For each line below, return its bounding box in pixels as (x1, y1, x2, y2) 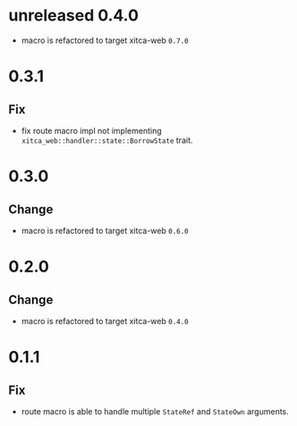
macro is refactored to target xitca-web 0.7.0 (21, 35, 189, 46)
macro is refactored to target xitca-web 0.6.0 (21, 225, 189, 236)
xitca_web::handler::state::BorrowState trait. (21, 135, 193, 146)
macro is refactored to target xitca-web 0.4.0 (21, 315, 189, 326)
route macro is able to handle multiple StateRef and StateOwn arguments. (21, 405, 290, 416)
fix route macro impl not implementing (21, 125, 162, 136)
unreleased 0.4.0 (8, 5, 140, 26)
